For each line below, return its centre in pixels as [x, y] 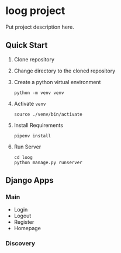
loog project [35, 11]
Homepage [27, 228]
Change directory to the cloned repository [65, 71]
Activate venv [30, 103]
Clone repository [34, 59]
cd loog [23, 157]
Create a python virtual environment [57, 82]
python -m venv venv [39, 93]
